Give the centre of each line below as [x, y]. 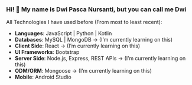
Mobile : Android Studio [43, 77]
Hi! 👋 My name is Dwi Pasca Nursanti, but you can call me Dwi [96, 9]
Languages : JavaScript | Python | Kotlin [63, 33]
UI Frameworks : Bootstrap [47, 52]
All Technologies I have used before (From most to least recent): [84, 22]
